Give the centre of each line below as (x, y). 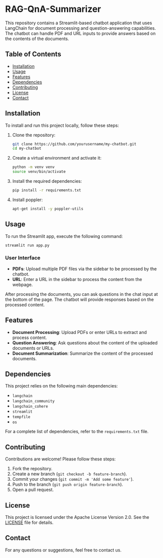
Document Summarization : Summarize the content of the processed (82, 353)
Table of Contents (33, 54)
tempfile (21, 417)
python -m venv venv (33, 167)
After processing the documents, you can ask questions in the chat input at (81, 294)
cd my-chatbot (27, 149)
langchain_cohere (30, 407)
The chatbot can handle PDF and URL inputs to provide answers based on (80, 33)
